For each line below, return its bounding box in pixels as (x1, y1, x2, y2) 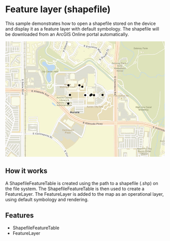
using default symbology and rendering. (5, 196, 89, 202)
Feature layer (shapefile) (5, 4, 111, 15)
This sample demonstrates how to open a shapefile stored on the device (5, 20, 156, 26)
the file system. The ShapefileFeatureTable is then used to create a (5, 186, 145, 192)
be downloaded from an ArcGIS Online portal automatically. (5, 31, 129, 37)
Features (5, 211, 34, 220)
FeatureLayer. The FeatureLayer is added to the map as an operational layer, (5, 191, 164, 197)
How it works (5, 167, 48, 175)
